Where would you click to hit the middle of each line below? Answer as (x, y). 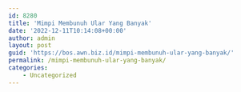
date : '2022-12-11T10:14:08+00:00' (68, 30)
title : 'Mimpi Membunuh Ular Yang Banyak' (80, 23)
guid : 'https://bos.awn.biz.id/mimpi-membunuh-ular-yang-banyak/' (121, 53)
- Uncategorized (50, 75)
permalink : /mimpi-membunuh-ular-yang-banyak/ (87, 61)
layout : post (30, 46)
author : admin (32, 38)
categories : (28, 68)
